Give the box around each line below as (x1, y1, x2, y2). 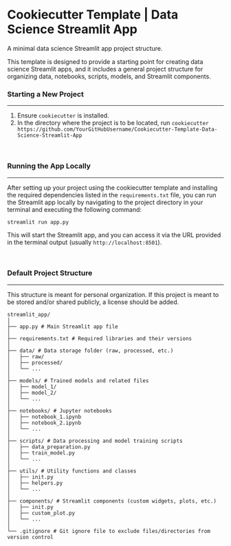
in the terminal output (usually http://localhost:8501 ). (7, 238, 162, 246)
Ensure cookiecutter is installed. (16, 111, 109, 120)
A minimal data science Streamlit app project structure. (7, 44, 163, 52)
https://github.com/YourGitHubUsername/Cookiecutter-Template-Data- (16, 126, 218, 133)
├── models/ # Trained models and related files (7, 377, 149, 384)
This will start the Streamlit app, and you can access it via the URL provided (7, 230, 221, 239)
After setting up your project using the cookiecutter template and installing (7, 183, 218, 192)
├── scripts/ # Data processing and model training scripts (7, 437, 184, 444)
